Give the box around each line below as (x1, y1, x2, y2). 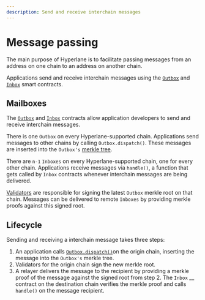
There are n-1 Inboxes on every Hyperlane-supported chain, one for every (6, 157, 193, 165)
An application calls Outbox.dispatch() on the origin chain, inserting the (15, 248, 195, 255)
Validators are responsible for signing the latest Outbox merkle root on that (6, 189, 193, 197)
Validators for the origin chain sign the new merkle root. (15, 261, 156, 268)
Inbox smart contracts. (6, 80, 63, 88)
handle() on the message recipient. (15, 287, 105, 294)
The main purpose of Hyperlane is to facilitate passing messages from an (6, 56, 192, 63)
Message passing (6, 35, 99, 49)
